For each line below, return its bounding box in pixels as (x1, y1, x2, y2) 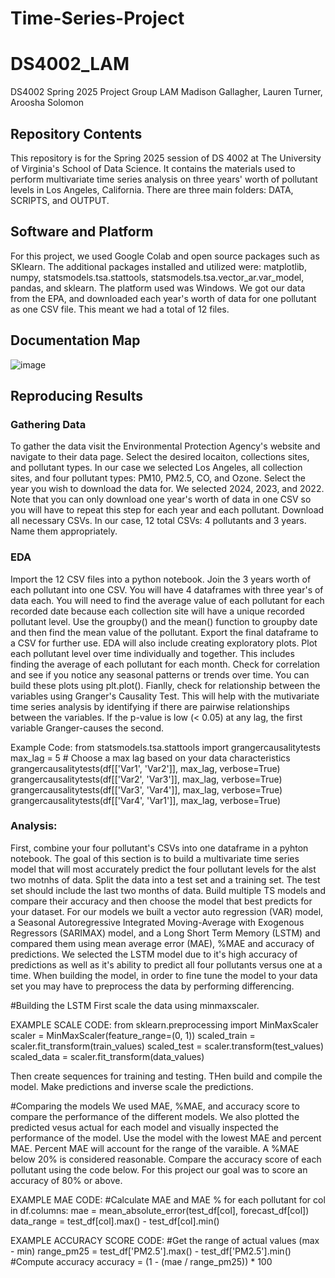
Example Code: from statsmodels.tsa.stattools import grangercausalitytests (10, 741, 321, 753)
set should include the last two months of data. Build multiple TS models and (10, 884, 326, 896)
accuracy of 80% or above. (10, 1174, 123, 1186)
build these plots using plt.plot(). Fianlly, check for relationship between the (10, 679, 321, 691)
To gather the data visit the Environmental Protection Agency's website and (10, 440, 321, 452)
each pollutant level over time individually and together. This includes (10, 647, 295, 659)
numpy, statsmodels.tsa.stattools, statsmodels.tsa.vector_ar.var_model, (10, 271, 305, 283)
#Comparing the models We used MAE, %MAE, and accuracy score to (10, 1100, 300, 1112)
